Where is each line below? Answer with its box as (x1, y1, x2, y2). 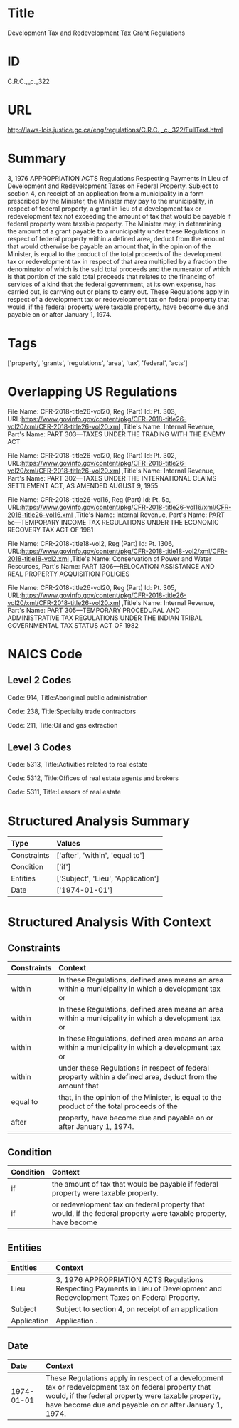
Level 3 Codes (7, 742, 72, 754)
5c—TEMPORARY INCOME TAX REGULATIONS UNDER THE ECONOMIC (7, 518, 219, 526)
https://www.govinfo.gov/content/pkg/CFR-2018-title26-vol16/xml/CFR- (21, 503, 232, 511)
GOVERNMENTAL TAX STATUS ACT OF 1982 (7, 621, 139, 629)
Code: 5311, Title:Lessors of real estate (7, 788, 121, 797)
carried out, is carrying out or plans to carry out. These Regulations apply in (7, 287, 230, 296)
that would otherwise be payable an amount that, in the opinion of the (7, 242, 211, 251)
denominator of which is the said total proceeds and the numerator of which (7, 265, 230, 273)
